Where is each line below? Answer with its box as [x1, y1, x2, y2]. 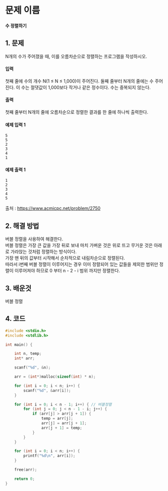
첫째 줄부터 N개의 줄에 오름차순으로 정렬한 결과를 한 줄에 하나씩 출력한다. [5, 109, 149, 115]
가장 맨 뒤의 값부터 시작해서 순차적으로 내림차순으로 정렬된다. [5, 255, 125, 261]
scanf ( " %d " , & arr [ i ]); [23, 388, 71, 393]
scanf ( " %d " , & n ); [14, 365, 51, 370]
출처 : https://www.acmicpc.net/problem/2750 [5, 206, 101, 212]
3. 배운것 [5, 284, 32, 293]
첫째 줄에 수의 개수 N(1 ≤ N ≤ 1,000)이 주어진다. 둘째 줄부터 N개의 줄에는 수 [5, 78, 154, 84]
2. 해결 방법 [5, 221, 39, 230]
